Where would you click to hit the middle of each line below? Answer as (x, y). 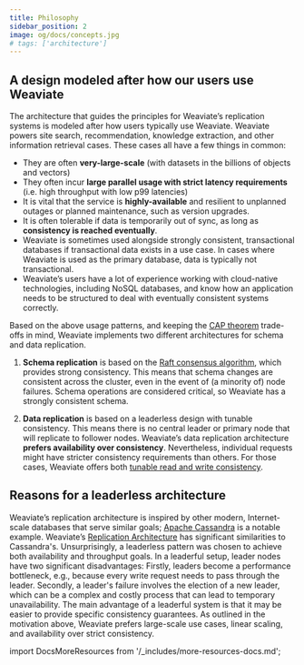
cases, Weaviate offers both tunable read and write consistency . (142, 467)
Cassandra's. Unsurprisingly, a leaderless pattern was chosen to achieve (146, 546)
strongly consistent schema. (75, 401)
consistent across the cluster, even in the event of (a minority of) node (154, 382)
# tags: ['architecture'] (58, 43)
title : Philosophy (44, 18)
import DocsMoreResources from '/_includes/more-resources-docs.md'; (145, 650)
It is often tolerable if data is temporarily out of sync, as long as (140, 221)
